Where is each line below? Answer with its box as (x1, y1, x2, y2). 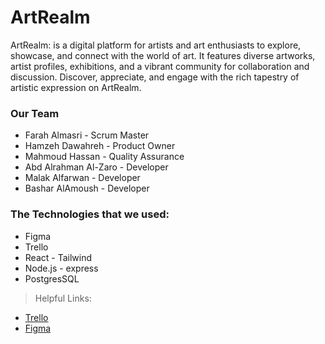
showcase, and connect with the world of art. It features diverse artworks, (10, 49, 316, 61)
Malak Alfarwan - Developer (24, 172, 141, 184)
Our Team (10, 106, 60, 120)
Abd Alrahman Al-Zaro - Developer (24, 161, 169, 173)
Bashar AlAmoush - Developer (24, 182, 150, 195)
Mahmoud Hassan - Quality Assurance (24, 151, 185, 163)
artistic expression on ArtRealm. (10, 81, 142, 93)
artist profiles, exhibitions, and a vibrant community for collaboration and (10, 60, 310, 72)
